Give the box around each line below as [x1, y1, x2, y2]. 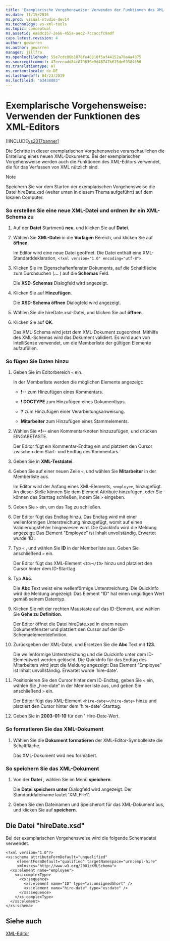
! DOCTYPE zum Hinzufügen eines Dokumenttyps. [20, 399, 126, 405]
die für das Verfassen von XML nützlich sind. [6, 164, 99, 170]
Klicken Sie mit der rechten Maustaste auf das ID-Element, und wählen [13, 606, 160, 612]
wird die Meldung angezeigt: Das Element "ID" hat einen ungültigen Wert [13, 590, 164, 597]
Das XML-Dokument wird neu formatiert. [13, 752, 98, 758]
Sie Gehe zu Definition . [13, 611, 63, 617]
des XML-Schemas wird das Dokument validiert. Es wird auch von [13, 334, 150, 340]
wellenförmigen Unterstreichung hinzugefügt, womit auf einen [13, 519, 143, 525]
